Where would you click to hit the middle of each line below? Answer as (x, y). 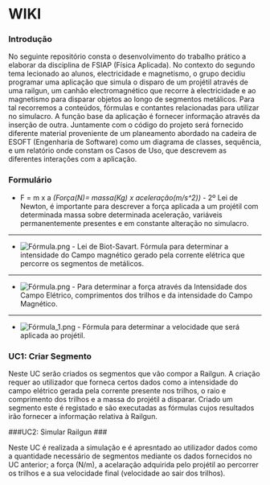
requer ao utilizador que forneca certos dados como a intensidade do (123, 382)
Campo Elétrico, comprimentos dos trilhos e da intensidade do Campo (136, 295)
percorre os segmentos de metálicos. (82, 263)
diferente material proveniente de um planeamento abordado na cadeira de (133, 134)
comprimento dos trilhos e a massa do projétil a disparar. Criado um (121, 400)
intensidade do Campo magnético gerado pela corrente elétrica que (132, 255)
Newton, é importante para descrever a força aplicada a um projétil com (139, 206)
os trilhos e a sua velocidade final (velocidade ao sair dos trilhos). (117, 473)
